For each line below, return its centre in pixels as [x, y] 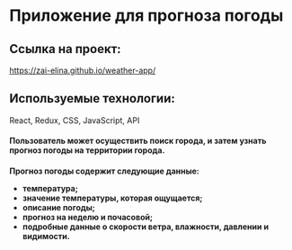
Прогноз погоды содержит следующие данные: [105, 171]
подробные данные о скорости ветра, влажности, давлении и [146, 227]
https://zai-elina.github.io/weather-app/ [83, 70]
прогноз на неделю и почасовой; [88, 217]
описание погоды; [59, 207]
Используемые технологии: [92, 98]
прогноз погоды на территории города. [87, 150]
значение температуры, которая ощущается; [112, 198]
